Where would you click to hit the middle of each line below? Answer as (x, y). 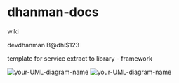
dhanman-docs (53, 12)
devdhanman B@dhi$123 (44, 45)
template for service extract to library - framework (80, 58)
